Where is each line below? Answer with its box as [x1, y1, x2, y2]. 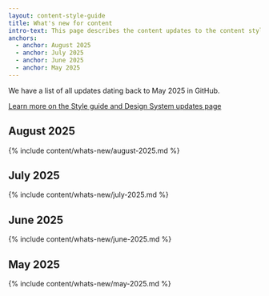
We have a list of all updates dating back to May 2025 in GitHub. [8, 86, 220, 95]
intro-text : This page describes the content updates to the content [8, 26, 246, 34]
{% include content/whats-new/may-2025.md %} [8, 279, 171, 288]
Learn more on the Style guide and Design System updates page [8, 101, 222, 110]
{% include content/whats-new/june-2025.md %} [8, 234, 172, 244]
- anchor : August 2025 [15, 42, 91, 50]
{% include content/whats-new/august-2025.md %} [8, 146, 180, 155]
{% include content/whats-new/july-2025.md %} [8, 190, 170, 200]
